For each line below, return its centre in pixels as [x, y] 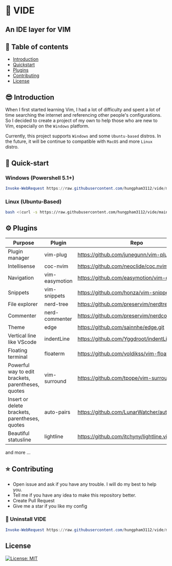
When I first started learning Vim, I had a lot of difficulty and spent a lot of [83, 109]
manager [19, 258]
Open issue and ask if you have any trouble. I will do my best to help [84, 484]
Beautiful [19, 433]
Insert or [18, 399]
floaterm [55, 353]
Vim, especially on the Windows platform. [47, 126]
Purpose [24, 243]
